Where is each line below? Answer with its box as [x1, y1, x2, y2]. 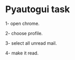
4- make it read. [5, 50, 39, 56]
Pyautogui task [5, 4, 70, 15]
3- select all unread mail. [5, 40, 57, 46]
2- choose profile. [5, 30, 43, 36]
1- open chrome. [5, 20, 40, 26]
